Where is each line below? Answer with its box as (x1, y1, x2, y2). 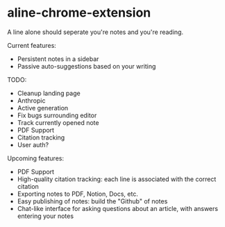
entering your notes (17, 212, 74, 220)
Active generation (17, 103, 69, 112)
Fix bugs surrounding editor (17, 111, 97, 119)
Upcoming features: (7, 154, 65, 162)
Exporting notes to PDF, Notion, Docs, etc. (17, 190, 139, 198)
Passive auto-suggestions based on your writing (17, 62, 156, 70)
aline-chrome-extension (7, 5, 151, 21)
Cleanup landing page (17, 89, 81, 97)
